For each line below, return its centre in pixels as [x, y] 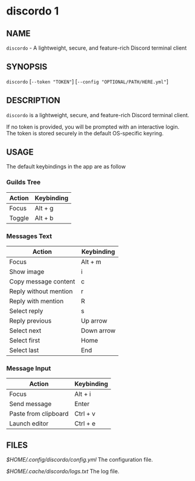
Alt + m [91, 262]
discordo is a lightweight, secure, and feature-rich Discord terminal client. [98, 115]
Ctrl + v [85, 414]
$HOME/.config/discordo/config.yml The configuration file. [80, 460]
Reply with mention [37, 302]
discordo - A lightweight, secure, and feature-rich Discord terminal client [97, 48]
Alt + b [44, 218]
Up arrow [94, 321]
